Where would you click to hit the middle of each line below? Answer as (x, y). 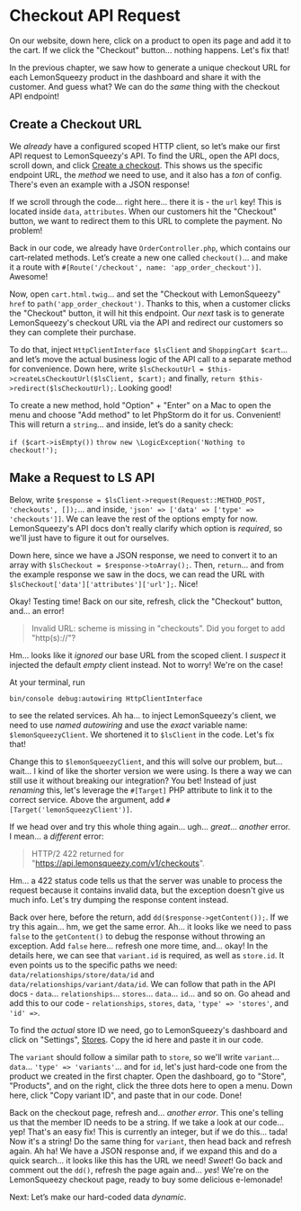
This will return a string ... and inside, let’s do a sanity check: (121, 424)
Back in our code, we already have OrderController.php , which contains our (150, 247)
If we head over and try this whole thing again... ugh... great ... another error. (150, 826)
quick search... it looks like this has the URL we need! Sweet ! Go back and (146, 1160)
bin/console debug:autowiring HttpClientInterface (106, 699)
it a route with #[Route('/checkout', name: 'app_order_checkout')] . (136, 267)
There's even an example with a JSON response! (100, 184)
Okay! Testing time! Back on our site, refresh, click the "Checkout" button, (146, 601)
